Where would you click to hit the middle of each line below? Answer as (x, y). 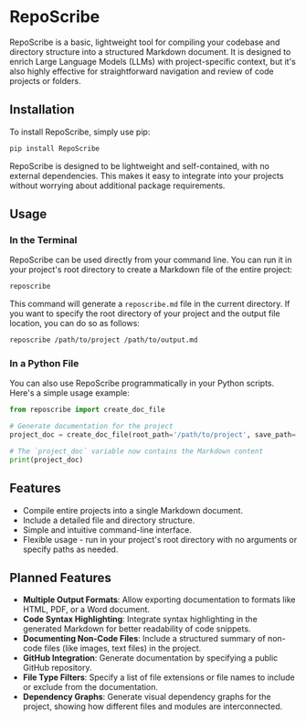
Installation (42, 110)
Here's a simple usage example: (69, 393)
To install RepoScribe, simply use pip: (80, 132)
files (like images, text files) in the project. (123, 648)
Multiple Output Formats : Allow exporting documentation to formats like (159, 599)
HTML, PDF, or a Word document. (86, 610)
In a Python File (44, 363)
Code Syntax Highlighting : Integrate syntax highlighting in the (140, 620)
